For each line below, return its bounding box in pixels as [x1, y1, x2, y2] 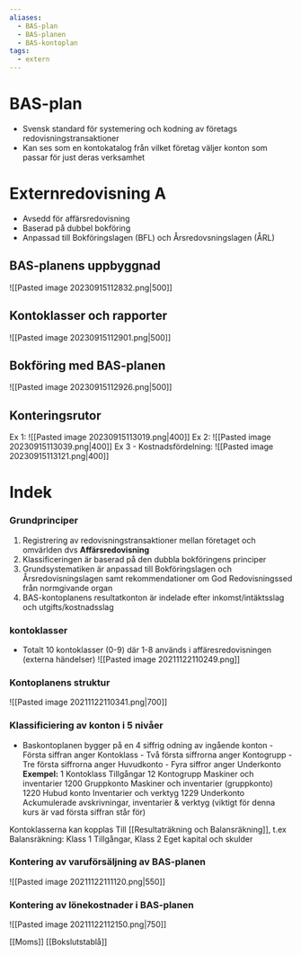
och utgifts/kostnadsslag [22, 601, 114, 612]
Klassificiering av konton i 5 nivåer [9, 720, 164, 732]
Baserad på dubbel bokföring [22, 222, 131, 234]
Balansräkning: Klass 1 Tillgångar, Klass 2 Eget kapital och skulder [9, 833, 253, 844]
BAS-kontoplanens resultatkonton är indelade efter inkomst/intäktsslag [22, 592, 285, 603]
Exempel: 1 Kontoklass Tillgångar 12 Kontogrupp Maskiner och [22, 768, 254, 779]
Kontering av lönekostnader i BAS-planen [9, 898, 195, 911]
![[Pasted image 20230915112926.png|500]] [9, 382, 173, 393]
